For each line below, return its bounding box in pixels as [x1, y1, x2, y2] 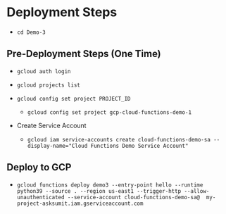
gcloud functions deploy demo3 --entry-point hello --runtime [16, 181, 203, 189]
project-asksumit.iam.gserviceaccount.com [16, 200, 144, 207]
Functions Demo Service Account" [90, 142, 189, 149]
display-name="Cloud [27, 142, 88, 149]
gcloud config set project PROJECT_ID [16, 95, 131, 102]
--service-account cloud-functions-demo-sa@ [67, 194, 201, 201]
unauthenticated [16, 194, 65, 201]
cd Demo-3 [16, 29, 46, 36]
